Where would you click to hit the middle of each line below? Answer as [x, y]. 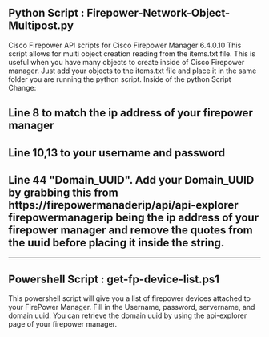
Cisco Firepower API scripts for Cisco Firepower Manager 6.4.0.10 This [125, 45]
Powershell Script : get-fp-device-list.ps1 [114, 279]
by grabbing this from [63, 192]
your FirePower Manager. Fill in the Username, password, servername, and [132, 307]
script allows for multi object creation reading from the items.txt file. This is [132, 53]
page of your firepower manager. [63, 324]
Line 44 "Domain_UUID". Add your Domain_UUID [131, 180]
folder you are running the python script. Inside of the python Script [120, 79]
